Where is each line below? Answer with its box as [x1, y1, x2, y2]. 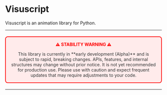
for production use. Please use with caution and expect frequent [17, 67, 150, 73]
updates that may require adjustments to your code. [30, 72, 137, 78]
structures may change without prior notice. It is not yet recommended [11, 61, 156, 68]
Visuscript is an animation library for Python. [5, 20, 96, 26]
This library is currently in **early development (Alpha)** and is [18, 51, 149, 57]
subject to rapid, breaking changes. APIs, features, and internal [19, 56, 148, 62]
